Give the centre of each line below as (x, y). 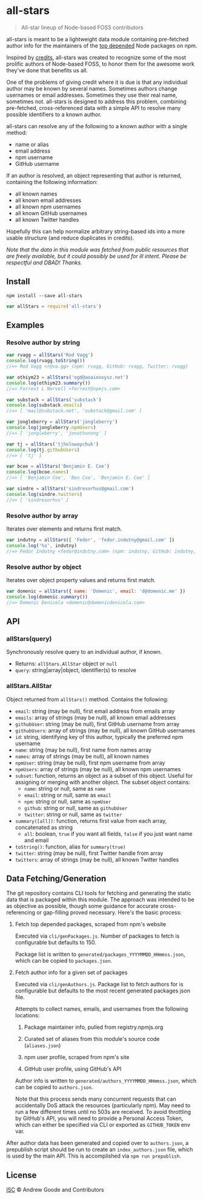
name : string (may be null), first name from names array (83, 750)
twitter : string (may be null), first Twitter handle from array (89, 853)
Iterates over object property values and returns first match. (81, 580)
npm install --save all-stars (45, 295)
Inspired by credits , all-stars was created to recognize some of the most (96, 57)
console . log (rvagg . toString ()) (46, 361)
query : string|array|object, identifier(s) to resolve (75, 670)
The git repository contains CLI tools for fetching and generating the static (99, 893)
